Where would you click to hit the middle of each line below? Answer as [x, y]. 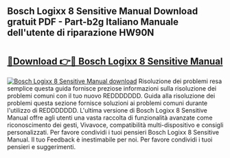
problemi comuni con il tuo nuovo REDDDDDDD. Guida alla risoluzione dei [111, 96]
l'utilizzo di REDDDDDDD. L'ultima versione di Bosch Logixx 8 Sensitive [107, 110]
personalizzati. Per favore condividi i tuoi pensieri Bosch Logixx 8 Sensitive [113, 132]
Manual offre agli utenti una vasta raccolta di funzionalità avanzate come [110, 117]
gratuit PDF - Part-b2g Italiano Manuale [93, 22]
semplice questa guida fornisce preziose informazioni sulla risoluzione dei [112, 88]
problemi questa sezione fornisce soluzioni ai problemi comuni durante [107, 103]
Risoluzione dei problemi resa [180, 81]
